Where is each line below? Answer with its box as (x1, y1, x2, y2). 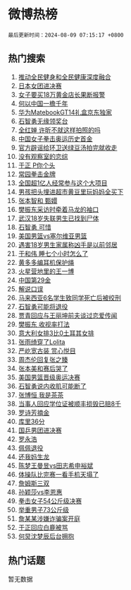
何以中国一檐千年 (18, 99, 68, 107)
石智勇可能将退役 (18, 302, 68, 311)
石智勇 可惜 (18, 223, 51, 231)
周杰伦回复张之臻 (18, 355, 68, 364)
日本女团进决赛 (18, 81, 62, 90)
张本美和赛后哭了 (18, 364, 68, 372)
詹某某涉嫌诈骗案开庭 (18, 514, 80, 523)
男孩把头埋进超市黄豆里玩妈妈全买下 (18, 187, 124, 196)
